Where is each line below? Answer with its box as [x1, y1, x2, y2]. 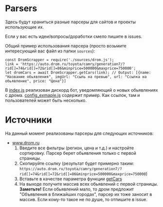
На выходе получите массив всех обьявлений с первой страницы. [19, 181, 158, 187]
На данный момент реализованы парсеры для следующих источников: [5, 130, 154, 136]
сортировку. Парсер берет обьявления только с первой [19, 150, 136, 156]
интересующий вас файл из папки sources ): [5, 48, 95, 54]
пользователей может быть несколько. [5, 97, 87, 103]
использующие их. [5, 24, 44, 30]
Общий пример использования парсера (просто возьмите [5, 43, 127, 48]
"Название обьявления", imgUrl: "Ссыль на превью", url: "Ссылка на [5, 74, 147, 79]
